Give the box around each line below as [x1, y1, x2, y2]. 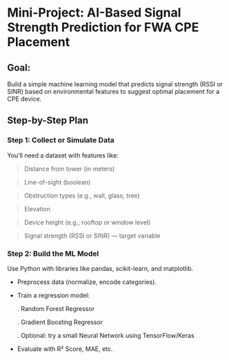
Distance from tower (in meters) [23, 164, 115, 173]
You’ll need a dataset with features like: [7, 151, 119, 160]
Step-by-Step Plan [7, 115, 88, 126]
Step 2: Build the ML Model [7, 249, 99, 258]
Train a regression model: [17, 291, 90, 299]
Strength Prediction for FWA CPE [7, 19, 199, 35]
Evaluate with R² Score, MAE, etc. [17, 344, 113, 353]
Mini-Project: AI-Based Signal [7, 5, 181, 21]
